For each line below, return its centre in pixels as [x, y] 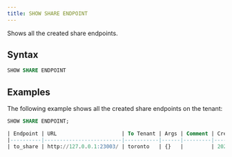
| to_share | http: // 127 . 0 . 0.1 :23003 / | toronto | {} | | [111, 146]
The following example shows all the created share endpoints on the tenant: [115, 109]
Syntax [23, 55]
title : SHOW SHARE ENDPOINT [48, 13]
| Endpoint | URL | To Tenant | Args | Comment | [111, 134]
